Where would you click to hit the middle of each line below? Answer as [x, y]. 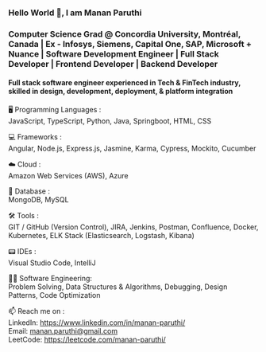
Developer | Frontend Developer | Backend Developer [113, 64]
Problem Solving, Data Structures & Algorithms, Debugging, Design [118, 287]
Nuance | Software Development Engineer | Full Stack [114, 53]
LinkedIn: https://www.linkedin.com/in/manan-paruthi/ [97, 323]
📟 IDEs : [22, 252]
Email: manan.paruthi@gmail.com [63, 331]
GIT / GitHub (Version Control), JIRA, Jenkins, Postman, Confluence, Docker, [133, 227]
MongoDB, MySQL [39, 200]
